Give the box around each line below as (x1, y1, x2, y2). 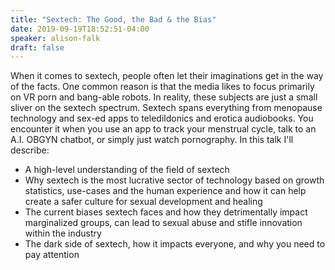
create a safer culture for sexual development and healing (24, 196, 263, 208)
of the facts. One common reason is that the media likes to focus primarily (10, 81, 315, 93)
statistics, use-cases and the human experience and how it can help (24, 185, 307, 197)
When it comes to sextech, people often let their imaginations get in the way (10, 70, 324, 82)
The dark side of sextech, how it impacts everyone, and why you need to (24, 238, 326, 250)
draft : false (10, 42, 65, 53)
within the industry (24, 227, 102, 240)
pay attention (24, 249, 80, 261)
